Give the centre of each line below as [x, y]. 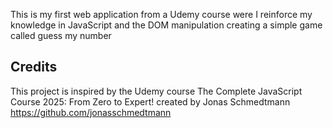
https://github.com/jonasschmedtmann [91, 112]
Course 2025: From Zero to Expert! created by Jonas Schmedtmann [150, 101]
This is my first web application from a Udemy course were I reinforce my [161, 14]
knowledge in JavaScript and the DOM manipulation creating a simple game [166, 25]
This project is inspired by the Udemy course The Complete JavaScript [156, 91]
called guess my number [61, 35]
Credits [34, 67]
